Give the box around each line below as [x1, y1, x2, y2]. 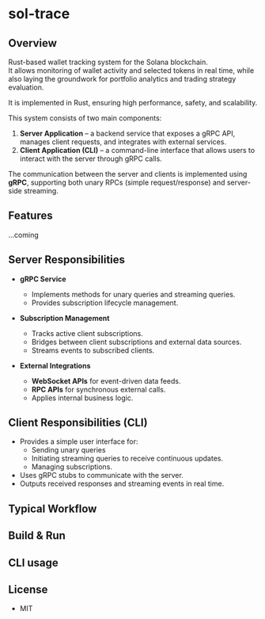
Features [8, 209, 53, 223]
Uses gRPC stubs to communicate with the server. [19, 471, 184, 480]
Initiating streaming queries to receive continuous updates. [31, 453, 224, 464]
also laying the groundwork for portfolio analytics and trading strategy [8, 75, 237, 83]
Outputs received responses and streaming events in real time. [19, 479, 225, 488]
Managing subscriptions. [31, 462, 113, 472]
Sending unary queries [31, 445, 106, 455]
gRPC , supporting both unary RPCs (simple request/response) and [8, 178, 225, 187]
